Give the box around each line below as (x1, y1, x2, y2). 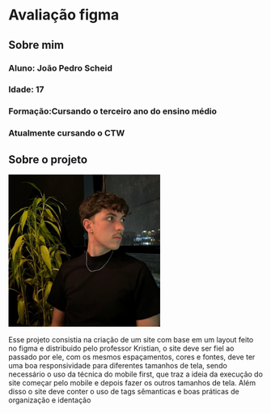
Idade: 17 (8, 84, 44, 95)
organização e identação (8, 395, 91, 405)
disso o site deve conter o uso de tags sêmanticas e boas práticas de (8, 387, 240, 397)
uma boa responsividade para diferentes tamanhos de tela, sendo (8, 361, 228, 371)
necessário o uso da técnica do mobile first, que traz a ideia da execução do (8, 369, 263, 379)
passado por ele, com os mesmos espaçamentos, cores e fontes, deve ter (8, 352, 256, 362)
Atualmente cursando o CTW (8, 127, 125, 139)
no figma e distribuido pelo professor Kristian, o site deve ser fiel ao (8, 343, 235, 354)
